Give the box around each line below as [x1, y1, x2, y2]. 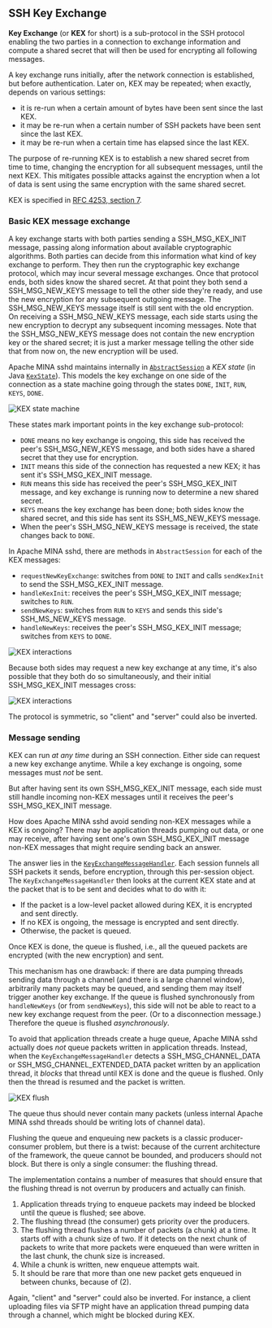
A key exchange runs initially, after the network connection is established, [8, 69, 255, 80]
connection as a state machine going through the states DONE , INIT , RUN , [8, 379, 248, 389]
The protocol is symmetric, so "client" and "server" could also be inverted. [8, 712, 258, 721]
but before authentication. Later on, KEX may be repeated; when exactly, [8, 78, 252, 88]
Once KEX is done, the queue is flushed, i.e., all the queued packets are [8, 942, 248, 952]
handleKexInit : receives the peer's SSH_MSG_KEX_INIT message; [19, 588, 242, 598]
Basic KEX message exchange [8, 215, 131, 226]
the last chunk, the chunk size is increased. [19, 1251, 165, 1261]
